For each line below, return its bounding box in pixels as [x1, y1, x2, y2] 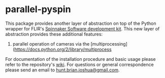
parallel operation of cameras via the [12, 41, 90, 47]
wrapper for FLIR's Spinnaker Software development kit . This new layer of [5, 25, 160, 31]
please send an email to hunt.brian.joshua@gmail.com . [5, 67, 120, 73]
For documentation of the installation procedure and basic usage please [5, 56, 156, 62]
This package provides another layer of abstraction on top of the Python [5, 20, 156, 26]
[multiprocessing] [90, 41, 128, 47]
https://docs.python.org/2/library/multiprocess [14, 46, 112, 52]
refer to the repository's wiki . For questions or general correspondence [5, 61, 154, 67]
